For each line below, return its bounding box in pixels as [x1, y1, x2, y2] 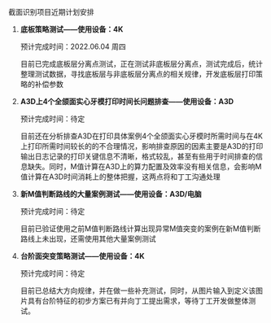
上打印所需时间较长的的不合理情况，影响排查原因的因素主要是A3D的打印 [20, 142, 264, 151]
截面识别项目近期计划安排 [8, 7, 94, 16]
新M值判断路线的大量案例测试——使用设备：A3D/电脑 [20, 190, 202, 199]
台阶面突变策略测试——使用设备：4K [20, 251, 145, 260]
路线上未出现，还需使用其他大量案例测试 [20, 234, 156, 243]
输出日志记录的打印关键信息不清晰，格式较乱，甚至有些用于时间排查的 [20, 151, 256, 161]
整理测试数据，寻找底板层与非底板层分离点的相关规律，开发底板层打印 [20, 69, 256, 79]
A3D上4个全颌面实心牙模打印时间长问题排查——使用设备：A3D [20, 97, 234, 106]
